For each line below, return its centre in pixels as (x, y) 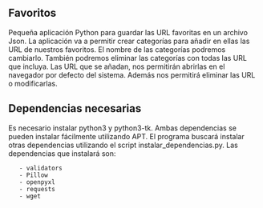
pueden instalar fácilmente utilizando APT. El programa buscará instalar (126, 136)
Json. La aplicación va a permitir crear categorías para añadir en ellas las (129, 41)
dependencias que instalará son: (62, 153)
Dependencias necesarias (75, 108)
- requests (37, 189)
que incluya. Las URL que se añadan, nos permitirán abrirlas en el (117, 66)
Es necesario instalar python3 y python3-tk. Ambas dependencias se (122, 128)
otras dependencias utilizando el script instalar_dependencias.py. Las (123, 145)
